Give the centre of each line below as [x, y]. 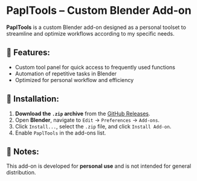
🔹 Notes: [23, 151]
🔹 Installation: [33, 99]
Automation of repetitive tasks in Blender [66, 74]
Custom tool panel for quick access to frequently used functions [95, 67]
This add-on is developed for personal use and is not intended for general [99, 166]
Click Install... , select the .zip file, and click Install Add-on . [93, 126]
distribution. [21, 173]
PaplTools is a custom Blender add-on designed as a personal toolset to [96, 27]
